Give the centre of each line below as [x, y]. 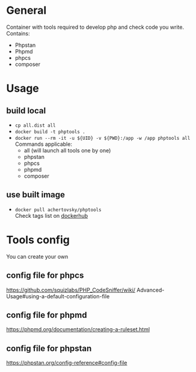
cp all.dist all [35, 125]
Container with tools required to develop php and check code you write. [95, 27]
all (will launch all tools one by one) [67, 150]
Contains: [18, 33]
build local [26, 111]
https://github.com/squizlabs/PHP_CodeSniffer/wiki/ [71, 290]
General [26, 10]
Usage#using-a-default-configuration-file [58, 296]
